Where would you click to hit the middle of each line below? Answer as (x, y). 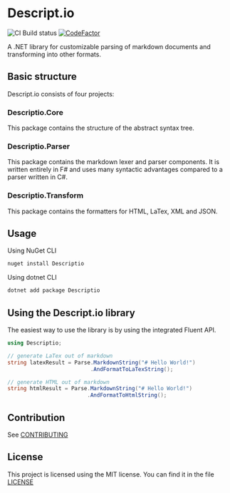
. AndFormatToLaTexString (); (132, 369)
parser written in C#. (37, 177)
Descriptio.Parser (38, 146)
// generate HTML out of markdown (59, 382)
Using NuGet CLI (32, 250)
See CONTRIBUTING (38, 434)
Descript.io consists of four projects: (61, 93)
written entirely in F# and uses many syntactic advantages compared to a (115, 170)
